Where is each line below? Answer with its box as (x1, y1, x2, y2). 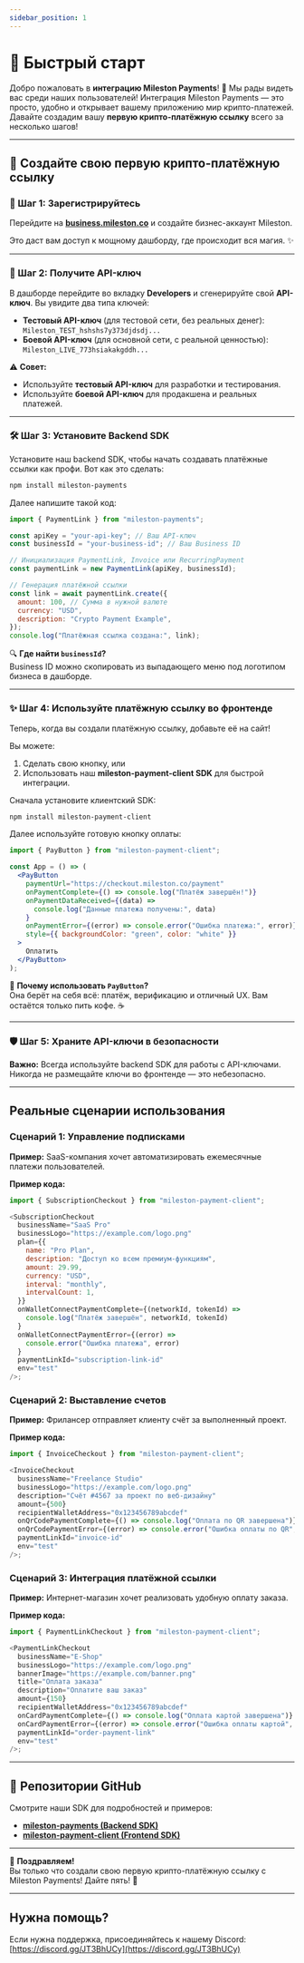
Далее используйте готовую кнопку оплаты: (9, 829, 182, 840)
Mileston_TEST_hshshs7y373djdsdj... (22, 326, 161, 335)
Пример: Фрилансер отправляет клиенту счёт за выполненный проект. (9, 1414, 287, 1425)
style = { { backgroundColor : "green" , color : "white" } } (25, 930, 237, 939)
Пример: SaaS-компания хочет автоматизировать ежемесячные (9, 1151, 262, 1161)
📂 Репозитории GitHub (9, 1778, 142, 1793)
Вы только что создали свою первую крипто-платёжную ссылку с (9, 1865, 267, 1877)
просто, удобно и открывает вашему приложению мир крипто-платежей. (9, 102, 294, 112)
